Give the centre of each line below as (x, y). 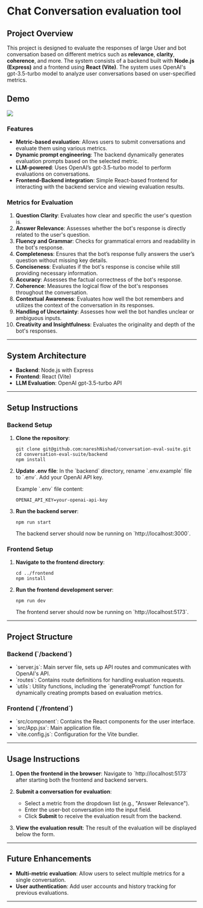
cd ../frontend (35, 574)
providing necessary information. (57, 273)
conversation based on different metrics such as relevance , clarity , (91, 54)
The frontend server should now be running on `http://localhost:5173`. (102, 612)
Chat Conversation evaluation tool (94, 11)
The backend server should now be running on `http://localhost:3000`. (103, 533)
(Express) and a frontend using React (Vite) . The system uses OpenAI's (96, 67)
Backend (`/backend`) (39, 654)
